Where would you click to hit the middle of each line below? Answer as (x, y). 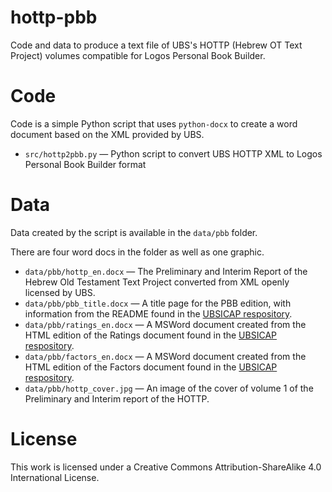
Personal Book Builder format (85, 164)
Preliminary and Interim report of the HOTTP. (117, 398)
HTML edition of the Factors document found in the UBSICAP (151, 367)
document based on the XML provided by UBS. (107, 134)
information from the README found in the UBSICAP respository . (158, 313)
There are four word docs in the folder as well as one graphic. (137, 252)
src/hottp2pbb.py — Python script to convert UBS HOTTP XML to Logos (173, 153)
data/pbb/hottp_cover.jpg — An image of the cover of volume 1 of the (169, 388)
